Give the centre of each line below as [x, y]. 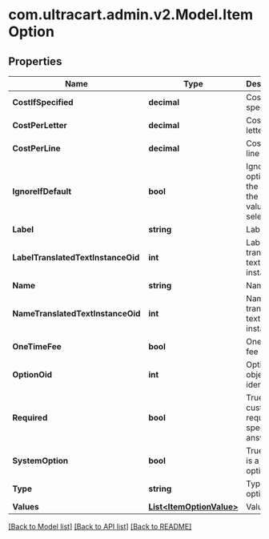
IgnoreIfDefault [42, 191]
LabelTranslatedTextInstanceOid [76, 257]
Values [26, 507]
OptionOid [32, 374]
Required [30, 418]
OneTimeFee [37, 346]
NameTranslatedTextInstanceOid [76, 314]
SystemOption [40, 461]
